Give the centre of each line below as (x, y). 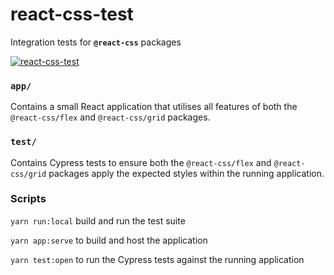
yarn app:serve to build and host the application (109, 240)
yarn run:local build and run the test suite (98, 220)
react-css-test (72, 14)
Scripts (28, 199)
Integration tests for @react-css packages (96, 42)
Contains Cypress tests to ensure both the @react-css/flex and (141, 162)
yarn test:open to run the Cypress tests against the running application (157, 259)
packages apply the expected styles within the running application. (186, 173)
